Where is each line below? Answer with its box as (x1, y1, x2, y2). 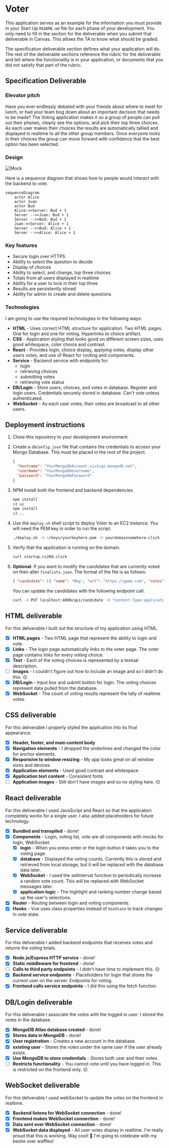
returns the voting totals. (5, 945, 57, 951)
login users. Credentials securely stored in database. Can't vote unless (12, 390, 160, 396)
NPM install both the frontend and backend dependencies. (12, 487, 135, 493)
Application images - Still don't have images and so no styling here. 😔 (12, 779, 160, 785)
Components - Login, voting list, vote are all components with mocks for (12, 833, 164, 839)
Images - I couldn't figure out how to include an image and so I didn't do (12, 668, 163, 674)
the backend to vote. (5, 180, 48, 187)
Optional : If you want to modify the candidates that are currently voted (12, 563, 160, 569)
